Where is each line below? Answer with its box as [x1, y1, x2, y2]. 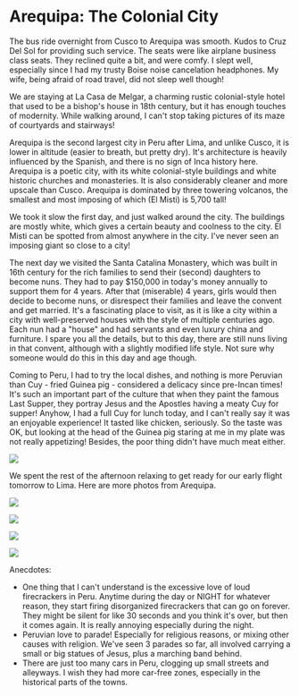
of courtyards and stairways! [9, 119, 115, 131]
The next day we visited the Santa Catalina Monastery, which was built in [9, 257, 278, 267]
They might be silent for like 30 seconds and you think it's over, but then [21, 610, 288, 621]
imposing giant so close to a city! [9, 240, 131, 250]
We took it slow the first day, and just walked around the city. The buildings [9, 211, 286, 222]
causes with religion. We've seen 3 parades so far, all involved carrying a [21, 638, 291, 649]
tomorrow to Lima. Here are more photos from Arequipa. [9, 480, 217, 490]
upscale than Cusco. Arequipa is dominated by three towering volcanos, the [9, 184, 288, 195]
